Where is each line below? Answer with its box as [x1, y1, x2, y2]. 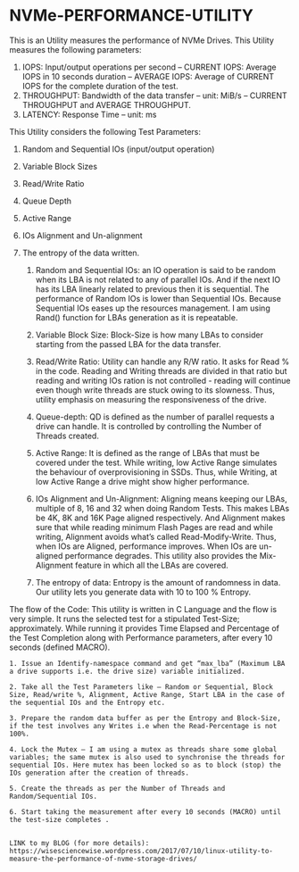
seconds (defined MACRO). [9, 642, 111, 652]
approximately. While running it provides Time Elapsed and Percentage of [9, 622, 279, 634]
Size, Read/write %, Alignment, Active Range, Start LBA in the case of [9, 690, 286, 699]
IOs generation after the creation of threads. [9, 768, 190, 777]
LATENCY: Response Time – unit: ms [21, 109, 157, 120]
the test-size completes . [9, 815, 110, 824]
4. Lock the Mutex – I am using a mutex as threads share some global [9, 744, 278, 754]
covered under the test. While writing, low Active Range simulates [35, 457, 278, 468]
